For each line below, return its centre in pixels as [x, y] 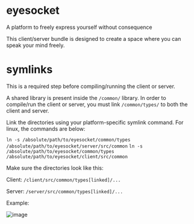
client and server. [28, 110]
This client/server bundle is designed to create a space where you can [94, 39]
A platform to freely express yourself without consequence [79, 27]
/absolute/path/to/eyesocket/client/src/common [67, 157]
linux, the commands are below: [46, 129]
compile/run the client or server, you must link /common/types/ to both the [97, 104]
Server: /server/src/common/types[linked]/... [65, 191]
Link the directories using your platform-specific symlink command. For [95, 122]
